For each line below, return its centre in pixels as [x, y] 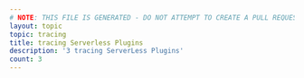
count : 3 [26, 59]
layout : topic [36, 26]
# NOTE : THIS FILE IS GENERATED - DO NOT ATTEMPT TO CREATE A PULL [139, 17]
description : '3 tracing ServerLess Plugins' [96, 51]
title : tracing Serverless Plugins [76, 43]
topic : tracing [38, 34]
